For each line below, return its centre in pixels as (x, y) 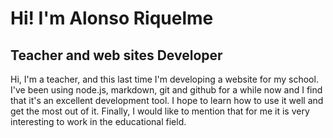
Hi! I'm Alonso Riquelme (112, 18)
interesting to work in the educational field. (98, 121)
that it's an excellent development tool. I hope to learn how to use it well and (167, 100)
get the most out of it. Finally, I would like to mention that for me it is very (160, 111)
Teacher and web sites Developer (116, 55)
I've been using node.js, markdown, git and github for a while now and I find (166, 90)
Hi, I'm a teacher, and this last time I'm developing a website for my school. (164, 79)
